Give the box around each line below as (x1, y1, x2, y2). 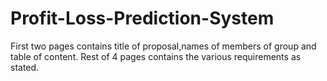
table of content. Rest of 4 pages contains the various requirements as (10, 50, 302, 62)
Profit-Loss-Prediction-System (10, 7, 275, 30)
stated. (10, 61, 40, 73)
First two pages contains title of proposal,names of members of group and (10, 40, 317, 52)
